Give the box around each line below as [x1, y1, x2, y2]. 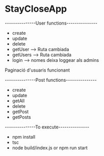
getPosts [12, 114, 31, 120]
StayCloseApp [5, 3, 67, 15]
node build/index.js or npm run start [12, 144, 88, 151]
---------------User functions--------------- [5, 20, 98, 26]
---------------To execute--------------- [5, 124, 90, 130]
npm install [12, 133, 36, 140]
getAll [12, 98, 25, 104]
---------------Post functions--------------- [5, 77, 97, 83]
